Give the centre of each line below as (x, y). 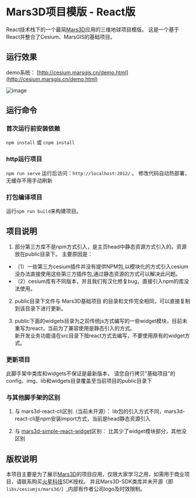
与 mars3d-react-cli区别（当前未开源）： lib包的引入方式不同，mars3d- (100, 412)
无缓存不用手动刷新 (29, 181)
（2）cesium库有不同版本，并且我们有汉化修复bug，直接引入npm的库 (99, 281)
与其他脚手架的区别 (33, 397)
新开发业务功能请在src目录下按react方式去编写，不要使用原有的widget (99, 335)
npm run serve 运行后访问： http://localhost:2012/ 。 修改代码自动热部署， (98, 173)
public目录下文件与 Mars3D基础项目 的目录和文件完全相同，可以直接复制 (102, 301)
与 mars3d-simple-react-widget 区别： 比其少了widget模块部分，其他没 (100, 431)
